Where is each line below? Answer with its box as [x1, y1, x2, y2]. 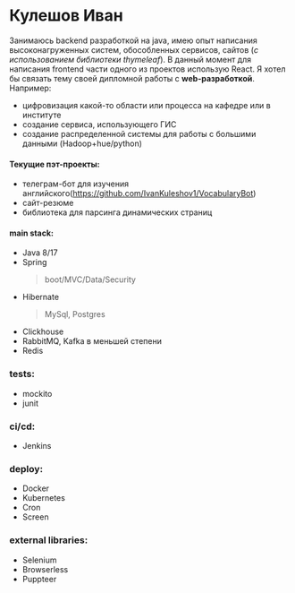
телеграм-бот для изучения [21, 178, 130, 189]
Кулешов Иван [9, 5, 123, 26]
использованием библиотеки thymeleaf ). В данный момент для [9, 54, 252, 64]
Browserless [21, 563, 69, 574]
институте [21, 109, 62, 120]
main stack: [9, 228, 54, 238]
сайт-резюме [21, 198, 74, 209]
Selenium [21, 554, 57, 565]
